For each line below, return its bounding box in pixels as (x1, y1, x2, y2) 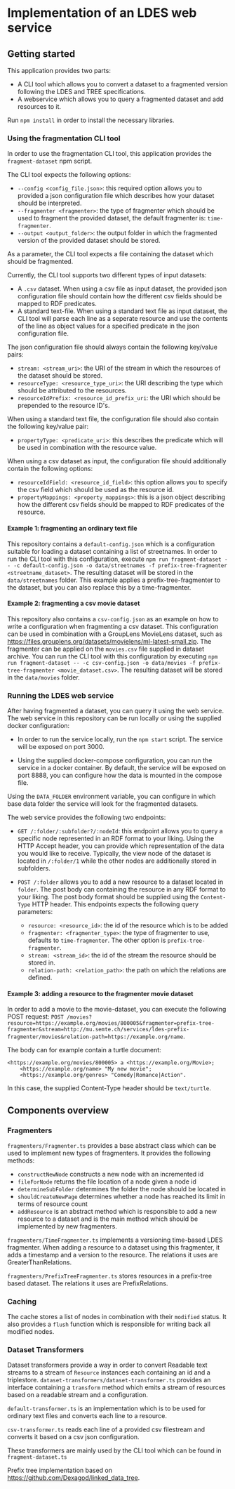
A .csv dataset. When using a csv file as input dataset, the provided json (17, 284, 227, 293)
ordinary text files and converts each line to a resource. (7, 1412, 167, 1420)
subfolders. (17, 864, 51, 872)
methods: (7, 1156, 35, 1165)
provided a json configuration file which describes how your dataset (17, 192, 215, 200)
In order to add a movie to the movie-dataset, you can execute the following (7, 1005, 227, 1014)
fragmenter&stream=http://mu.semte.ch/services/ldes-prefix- (7, 1026, 190, 1033)
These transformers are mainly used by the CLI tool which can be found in (7, 1446, 222, 1455)
